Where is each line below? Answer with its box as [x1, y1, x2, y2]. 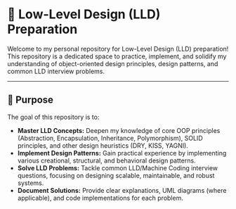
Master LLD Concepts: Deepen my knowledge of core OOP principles [17, 126, 221, 134]
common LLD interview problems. [7, 67, 105, 75]
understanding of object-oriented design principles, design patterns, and [7, 59, 218, 68]
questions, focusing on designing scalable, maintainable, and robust [17, 171, 215, 179]
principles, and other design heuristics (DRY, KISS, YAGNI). [17, 141, 188, 150]
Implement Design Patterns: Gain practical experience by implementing [17, 148, 227, 157]
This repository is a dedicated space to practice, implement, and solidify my [7, 52, 227, 61]
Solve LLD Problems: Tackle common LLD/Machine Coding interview [17, 163, 218, 172]
